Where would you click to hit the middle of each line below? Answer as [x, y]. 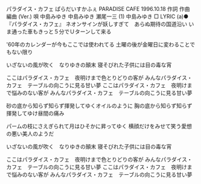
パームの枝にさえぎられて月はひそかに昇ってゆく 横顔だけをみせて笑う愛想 [99, 126]
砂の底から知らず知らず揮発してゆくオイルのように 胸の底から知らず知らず [99, 106]
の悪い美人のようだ [30, 134]
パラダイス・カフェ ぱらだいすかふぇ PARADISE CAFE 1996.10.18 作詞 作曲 [98, 9]
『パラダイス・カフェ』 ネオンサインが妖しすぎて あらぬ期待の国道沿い [97, 24]
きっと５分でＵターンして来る [75, 31]
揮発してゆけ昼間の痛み [35, 113]
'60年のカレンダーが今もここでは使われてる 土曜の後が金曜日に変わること [98, 44]
